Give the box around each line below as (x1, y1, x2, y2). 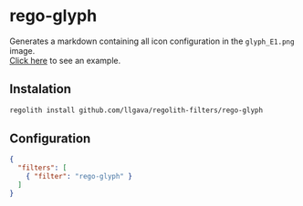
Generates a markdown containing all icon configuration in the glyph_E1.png (9, 36, 295, 46)
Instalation (9, 81, 71, 97)
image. (9, 45, 36, 56)
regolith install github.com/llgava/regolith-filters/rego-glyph (9, 106, 263, 115)
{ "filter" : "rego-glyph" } (26, 172, 132, 181)
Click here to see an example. (9, 55, 121, 66)
